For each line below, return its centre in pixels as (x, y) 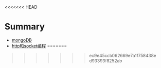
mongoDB (22, 40)
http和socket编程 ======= (39, 46)
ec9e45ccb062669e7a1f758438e (123, 55)
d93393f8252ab (106, 61)
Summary (25, 27)
